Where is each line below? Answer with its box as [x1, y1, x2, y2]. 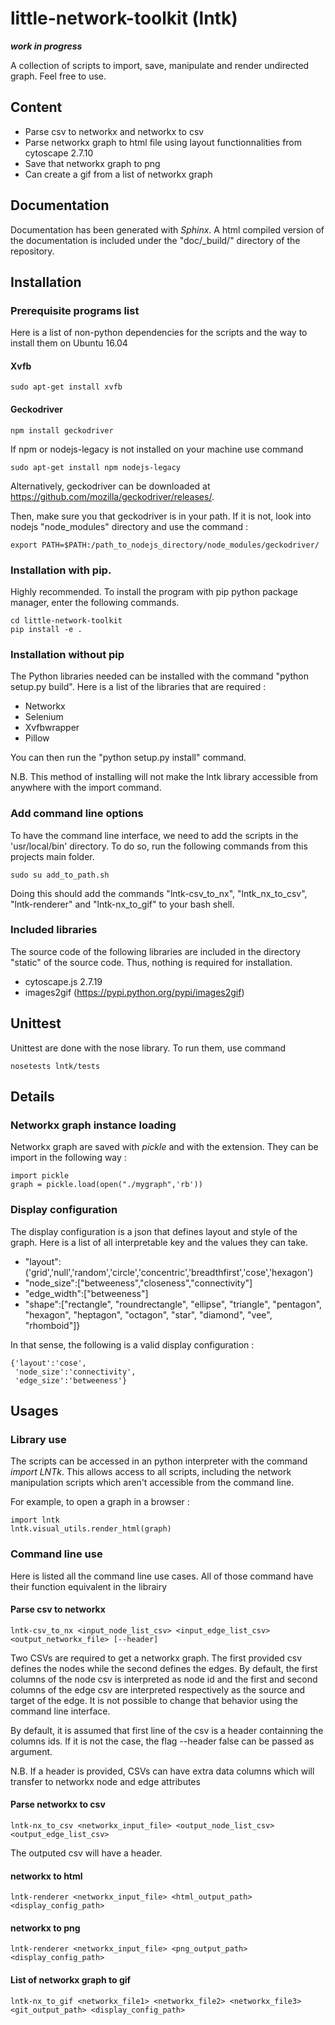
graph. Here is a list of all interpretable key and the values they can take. [10, 1236, 308, 1248]
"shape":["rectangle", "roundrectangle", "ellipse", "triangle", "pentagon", [24, 1298, 323, 1310]
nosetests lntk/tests [10, 1061, 101, 1071]
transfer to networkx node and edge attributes [10, 1775, 201, 1787]
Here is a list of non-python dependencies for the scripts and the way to [10, 327, 308, 339]
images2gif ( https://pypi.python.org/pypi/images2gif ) [24, 986, 245, 998]
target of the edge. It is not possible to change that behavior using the [10, 1694, 298, 1706]
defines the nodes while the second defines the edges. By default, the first [10, 1662, 318, 1674]
